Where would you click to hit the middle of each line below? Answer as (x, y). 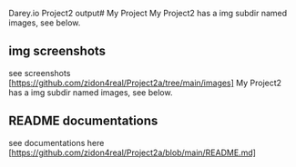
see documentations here (56, 142)
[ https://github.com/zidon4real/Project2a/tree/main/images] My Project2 (145, 83)
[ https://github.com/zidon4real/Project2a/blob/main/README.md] (133, 152)
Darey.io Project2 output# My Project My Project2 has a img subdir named (148, 13)
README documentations (83, 121)
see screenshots (40, 73)
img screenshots (57, 51)
